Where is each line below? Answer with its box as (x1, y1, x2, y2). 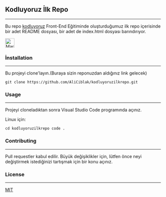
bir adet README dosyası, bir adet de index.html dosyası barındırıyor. (5, 28, 146, 34)
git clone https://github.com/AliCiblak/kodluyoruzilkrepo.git (5, 80, 138, 85)
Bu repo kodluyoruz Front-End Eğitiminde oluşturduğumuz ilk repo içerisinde (5, 23, 161, 29)
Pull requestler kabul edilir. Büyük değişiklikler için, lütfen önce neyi (5, 153, 142, 159)
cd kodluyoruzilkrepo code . (5, 126, 65, 131)
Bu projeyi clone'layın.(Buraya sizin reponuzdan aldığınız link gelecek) (5, 70, 147, 76)
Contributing (5, 137, 37, 144)
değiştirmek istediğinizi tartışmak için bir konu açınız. (5, 158, 113, 164)
